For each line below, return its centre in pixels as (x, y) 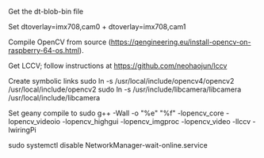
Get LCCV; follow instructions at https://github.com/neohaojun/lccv (118, 66)
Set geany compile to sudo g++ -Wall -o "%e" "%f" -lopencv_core (116, 113)
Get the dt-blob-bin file (46, 11)
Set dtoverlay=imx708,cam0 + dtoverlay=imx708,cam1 (97, 26)
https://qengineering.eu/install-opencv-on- (181, 42)
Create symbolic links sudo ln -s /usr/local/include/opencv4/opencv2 (121, 81)
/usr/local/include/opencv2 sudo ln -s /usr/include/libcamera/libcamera (125, 89)
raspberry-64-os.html (44, 50)
